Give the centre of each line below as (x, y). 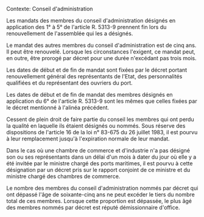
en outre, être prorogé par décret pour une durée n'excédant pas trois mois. (101, 58)
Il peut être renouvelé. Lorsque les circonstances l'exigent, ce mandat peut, (101, 52)
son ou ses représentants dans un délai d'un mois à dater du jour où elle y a (101, 157)
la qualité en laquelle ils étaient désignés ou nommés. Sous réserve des (96, 126)
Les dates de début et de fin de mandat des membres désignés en (90, 95)
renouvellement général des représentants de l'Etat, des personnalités (94, 76)
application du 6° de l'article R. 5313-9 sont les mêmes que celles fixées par (102, 101)
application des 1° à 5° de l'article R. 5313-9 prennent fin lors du (86, 27)
